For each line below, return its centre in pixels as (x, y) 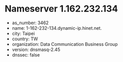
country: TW (25, 39)
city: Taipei (23, 33)
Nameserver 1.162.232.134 (61, 9)
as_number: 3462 (30, 23)
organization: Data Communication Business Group (65, 44)
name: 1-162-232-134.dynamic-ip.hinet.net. (57, 28)
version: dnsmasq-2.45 (36, 49)
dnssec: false (26, 55)
